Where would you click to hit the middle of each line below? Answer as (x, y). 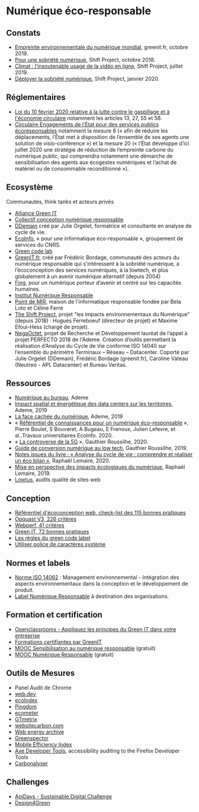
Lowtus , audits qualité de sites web (57, 480)
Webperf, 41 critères (39, 525)
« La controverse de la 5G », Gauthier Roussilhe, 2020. (81, 442)
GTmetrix (26, 719)
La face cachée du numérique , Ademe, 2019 (69, 417)
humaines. (27, 289)
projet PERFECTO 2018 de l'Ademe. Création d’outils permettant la (95, 339)
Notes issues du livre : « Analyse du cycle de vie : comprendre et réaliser (104, 454)
